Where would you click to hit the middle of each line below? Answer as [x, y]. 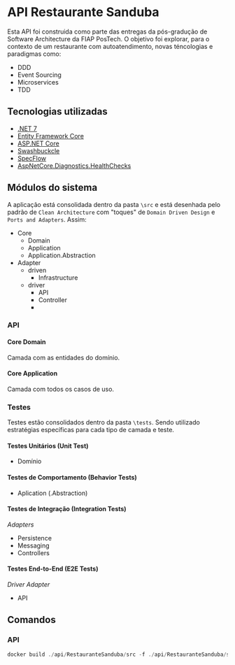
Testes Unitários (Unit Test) [48, 445]
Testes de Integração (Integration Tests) [67, 509]
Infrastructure [58, 278]
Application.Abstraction [62, 255]
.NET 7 [27, 128]
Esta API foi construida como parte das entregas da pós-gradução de [107, 31]
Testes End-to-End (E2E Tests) [53, 569]
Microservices [38, 82]
